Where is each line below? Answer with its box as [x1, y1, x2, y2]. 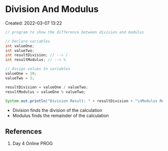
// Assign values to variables [5, 66, 70, 71]
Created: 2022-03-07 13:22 [5, 20, 62, 26]
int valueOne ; [5, 43, 35, 48]
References [5, 127, 42, 135]
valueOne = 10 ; [5, 71, 37, 76]
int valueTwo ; [5, 48, 35, 53]
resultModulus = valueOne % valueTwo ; [5, 89, 86, 94]
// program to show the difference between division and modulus [5, 29, 144, 34]
